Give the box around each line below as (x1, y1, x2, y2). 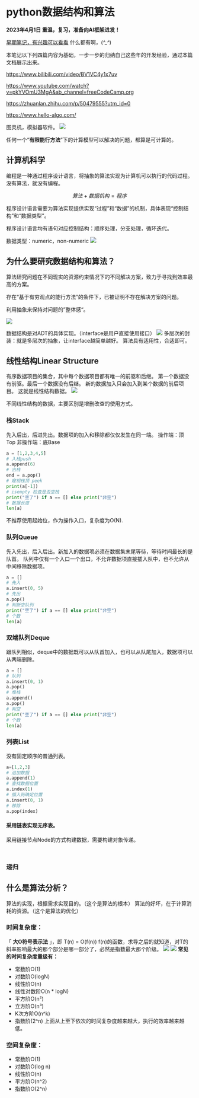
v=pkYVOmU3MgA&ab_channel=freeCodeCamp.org (6, 88, 134, 95)
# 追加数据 (6, 770, 30, 775)
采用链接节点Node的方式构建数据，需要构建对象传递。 (6, 836, 139, 843)
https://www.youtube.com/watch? (6, 82, 89, 89)
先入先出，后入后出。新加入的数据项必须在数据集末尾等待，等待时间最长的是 (6, 548, 193, 555)
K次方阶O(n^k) (14, 1010, 50, 1017)
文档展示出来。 (6, 59, 43, 66)
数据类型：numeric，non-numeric (6, 237, 89, 244)
